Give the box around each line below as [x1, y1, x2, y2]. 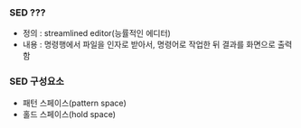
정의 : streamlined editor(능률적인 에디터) [22, 28, 172, 39]
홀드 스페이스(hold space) [22, 108, 116, 119]
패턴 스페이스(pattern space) [22, 97, 127, 108]
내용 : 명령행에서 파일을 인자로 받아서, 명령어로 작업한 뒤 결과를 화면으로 [22, 39, 276, 50]
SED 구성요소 [9, 75, 65, 87]
